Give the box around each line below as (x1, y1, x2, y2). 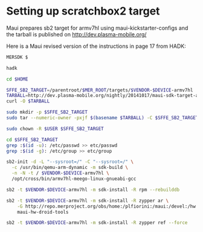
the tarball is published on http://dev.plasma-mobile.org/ (6, 30, 147, 38)
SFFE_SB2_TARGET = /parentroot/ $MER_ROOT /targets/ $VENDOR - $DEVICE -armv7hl (6, 87, 193, 93)
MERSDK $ (6, 54, 28, 60)
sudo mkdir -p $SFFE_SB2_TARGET (6, 109, 88, 116)
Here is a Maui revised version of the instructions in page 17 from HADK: (6, 42, 186, 50)
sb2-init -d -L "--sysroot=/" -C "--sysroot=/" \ (6, 159, 134, 165)
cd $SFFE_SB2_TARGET (6, 136, 59, 143)
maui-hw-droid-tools (17, 209, 69, 215)
